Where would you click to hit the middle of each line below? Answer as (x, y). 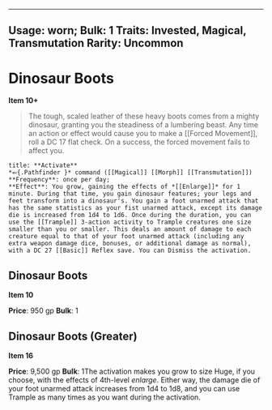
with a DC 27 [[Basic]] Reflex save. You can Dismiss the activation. (130, 251)
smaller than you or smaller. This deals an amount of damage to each (130, 229)
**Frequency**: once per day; (59, 180)
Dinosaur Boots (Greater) (73, 336)
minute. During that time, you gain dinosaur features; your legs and (130, 194)
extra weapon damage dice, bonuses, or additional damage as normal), (130, 244)
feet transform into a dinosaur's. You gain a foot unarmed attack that (134, 201)
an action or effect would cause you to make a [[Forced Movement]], (143, 134)
